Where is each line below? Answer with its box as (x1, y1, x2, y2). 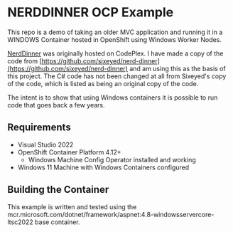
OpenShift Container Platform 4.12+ (17, 147, 121, 157)
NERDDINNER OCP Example (7, 4, 174, 21)
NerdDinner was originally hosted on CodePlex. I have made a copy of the (7, 49, 224, 58)
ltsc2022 (7, 218, 33, 226)
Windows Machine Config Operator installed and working (28, 155, 197, 164)
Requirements (7, 122, 71, 134)
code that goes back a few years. (7, 100, 105, 109)
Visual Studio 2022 (17, 140, 74, 149)
